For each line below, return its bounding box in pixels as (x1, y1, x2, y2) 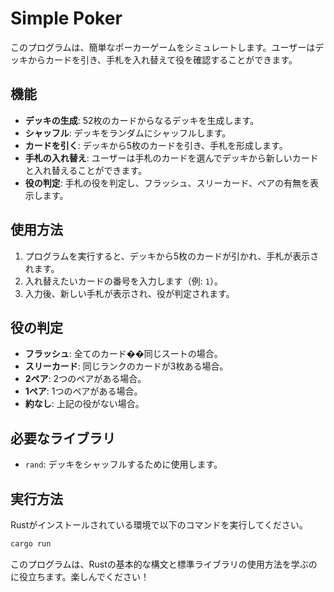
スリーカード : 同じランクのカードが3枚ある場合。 (24, 360, 229, 372)
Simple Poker (10, 7, 123, 30)
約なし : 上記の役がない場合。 (24, 398, 145, 410)
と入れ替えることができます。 (24, 164, 147, 176)
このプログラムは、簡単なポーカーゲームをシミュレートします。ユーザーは (10, 41, 316, 53)
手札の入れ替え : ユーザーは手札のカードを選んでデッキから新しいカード (24, 152, 319, 164)
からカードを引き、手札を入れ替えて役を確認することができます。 (27, 53, 298, 66)
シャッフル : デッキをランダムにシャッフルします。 (24, 127, 232, 139)
